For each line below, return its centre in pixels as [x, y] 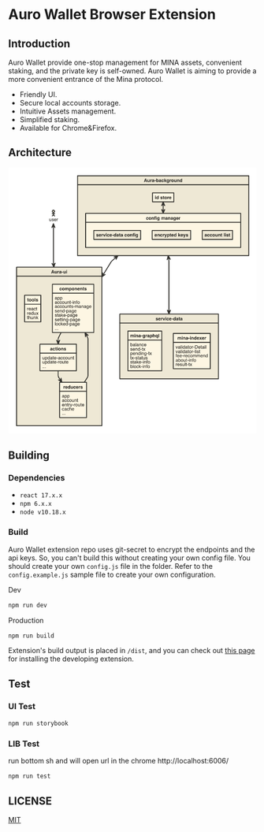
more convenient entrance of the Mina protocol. [86, 79]
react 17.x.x [41, 496]
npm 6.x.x [36, 504]
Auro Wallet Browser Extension [112, 15]
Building [29, 456]
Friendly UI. [38, 95]
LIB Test [24, 744]
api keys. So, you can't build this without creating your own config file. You [129, 558]
